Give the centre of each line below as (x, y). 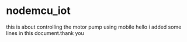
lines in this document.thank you (45, 33)
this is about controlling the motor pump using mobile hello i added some (94, 27)
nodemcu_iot (39, 11)
